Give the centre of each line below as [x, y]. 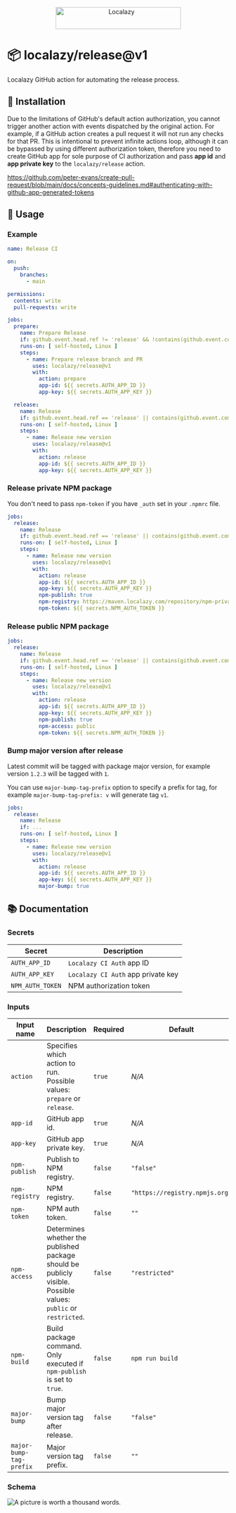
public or [62, 1309]
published [63, 1247]
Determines [66, 1229]
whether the [66, 1238]
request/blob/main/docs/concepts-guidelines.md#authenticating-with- [110, 185]
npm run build [155, 1359]
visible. [58, 1282]
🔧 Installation [37, 102]
